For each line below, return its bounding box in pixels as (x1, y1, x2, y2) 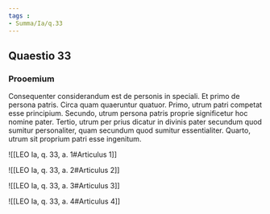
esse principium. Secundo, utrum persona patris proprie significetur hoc (8, 109, 248, 118)
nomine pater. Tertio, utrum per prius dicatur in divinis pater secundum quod (8, 117, 262, 127)
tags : (8, 11, 31, 20)
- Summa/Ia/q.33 (8, 19, 63, 27)
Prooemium (8, 73, 55, 84)
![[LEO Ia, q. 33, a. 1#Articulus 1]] (8, 150, 117, 159)
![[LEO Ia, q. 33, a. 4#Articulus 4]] (8, 196, 121, 206)
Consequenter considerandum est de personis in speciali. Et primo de (8, 92, 240, 101)
